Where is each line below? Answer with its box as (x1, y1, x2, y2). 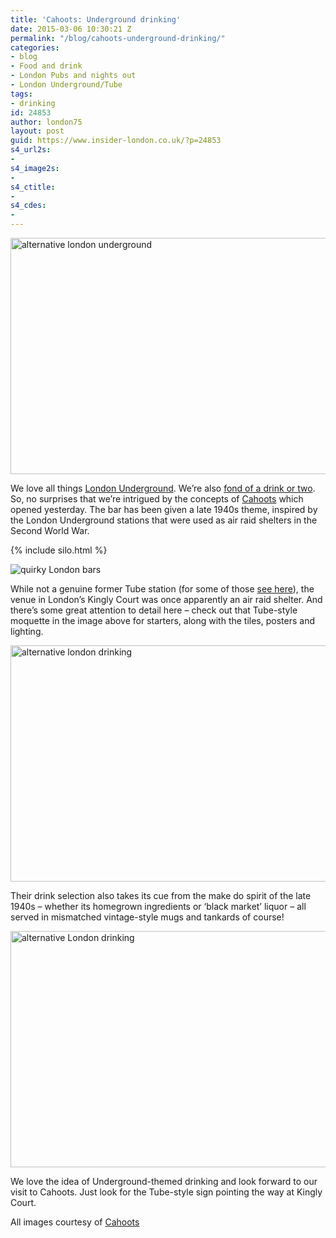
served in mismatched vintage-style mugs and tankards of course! (10, 911, 285, 923)
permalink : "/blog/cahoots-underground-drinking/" (10, 33, 226, 43)
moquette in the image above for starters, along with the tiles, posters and (10, 615, 315, 626)
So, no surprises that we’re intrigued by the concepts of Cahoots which (10, 493, 304, 505)
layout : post (10, 126, 65, 136)
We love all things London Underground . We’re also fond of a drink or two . (10, 482, 316, 494)
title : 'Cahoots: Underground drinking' (10, 14, 182, 25)
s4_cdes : (10, 201, 47, 211)
